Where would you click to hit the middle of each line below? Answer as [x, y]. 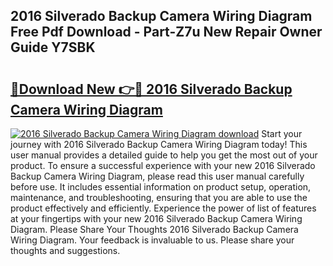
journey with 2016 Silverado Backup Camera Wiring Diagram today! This [159, 144]
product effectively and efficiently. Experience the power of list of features [163, 208]
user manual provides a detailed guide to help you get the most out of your [164, 155]
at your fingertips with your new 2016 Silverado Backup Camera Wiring [156, 218]
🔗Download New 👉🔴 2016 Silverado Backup [151, 89]
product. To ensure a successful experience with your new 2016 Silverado [163, 165]
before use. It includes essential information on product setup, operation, [161, 187]
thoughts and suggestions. [65, 250]
